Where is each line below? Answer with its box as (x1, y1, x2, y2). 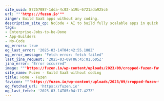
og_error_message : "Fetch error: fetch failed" (5, 52, 104, 57)
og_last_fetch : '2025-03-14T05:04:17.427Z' (5, 88, 95, 93)
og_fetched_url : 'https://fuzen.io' (5, 84, 80, 89)
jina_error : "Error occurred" (5, 61, 67, 66)
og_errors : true (5, 43, 38, 48)
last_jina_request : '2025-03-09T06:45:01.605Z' (5, 57, 104, 62)
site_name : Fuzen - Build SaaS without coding (5, 70, 102, 75)
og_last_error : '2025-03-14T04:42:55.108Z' (5, 48, 95, 52)
